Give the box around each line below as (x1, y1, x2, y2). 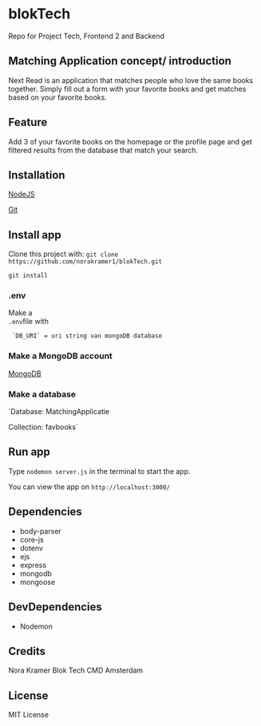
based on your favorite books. (8, 93, 108, 102)
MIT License (8, 710, 49, 720)
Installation (8, 168, 65, 182)
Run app (8, 445, 50, 459)
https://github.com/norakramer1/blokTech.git (8, 258, 162, 266)
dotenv (19, 543, 44, 553)
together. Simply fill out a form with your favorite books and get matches (8, 84, 247, 93)
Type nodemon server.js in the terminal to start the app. (8, 466, 191, 475)
